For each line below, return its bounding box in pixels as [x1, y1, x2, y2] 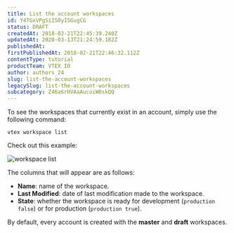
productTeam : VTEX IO [7, 62, 71, 69]
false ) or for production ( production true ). [17, 204, 142, 213]
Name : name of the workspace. [17, 182, 110, 190]
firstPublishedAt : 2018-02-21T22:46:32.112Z [7, 50, 140, 57]
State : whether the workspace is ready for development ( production [17, 197, 216, 206]
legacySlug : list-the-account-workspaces [7, 82, 131, 89]
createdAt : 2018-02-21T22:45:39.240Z [7, 29, 118, 37]
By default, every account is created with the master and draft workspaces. [7, 218, 228, 227]
